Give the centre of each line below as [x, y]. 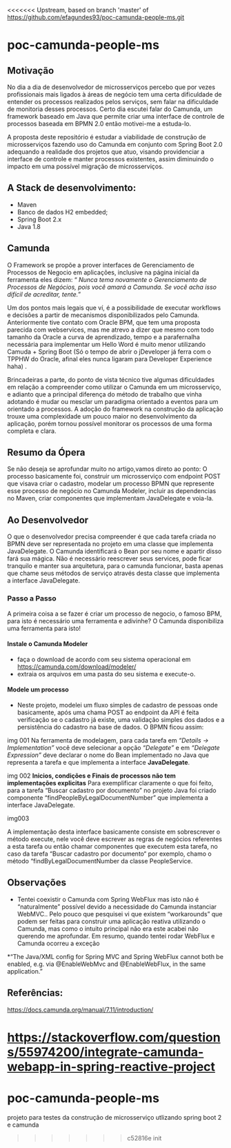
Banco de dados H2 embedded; [62, 212]
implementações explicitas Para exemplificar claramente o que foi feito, [110, 783]
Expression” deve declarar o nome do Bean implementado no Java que [108, 755]
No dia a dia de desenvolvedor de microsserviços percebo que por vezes [111, 87]
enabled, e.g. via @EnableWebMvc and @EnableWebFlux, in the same [107, 964]
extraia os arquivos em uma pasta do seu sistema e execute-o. [106, 674]
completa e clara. [32, 431]
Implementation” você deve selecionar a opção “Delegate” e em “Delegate [114, 747]
